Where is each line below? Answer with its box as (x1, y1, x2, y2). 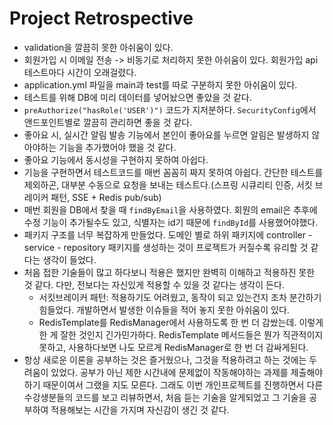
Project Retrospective (9, 7, 194, 30)
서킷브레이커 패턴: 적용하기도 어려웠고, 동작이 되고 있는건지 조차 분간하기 (38, 291, 322, 303)
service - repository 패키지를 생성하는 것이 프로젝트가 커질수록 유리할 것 (23, 241, 309, 253)
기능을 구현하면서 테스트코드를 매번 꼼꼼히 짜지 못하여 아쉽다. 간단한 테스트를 (23, 166, 324, 178)
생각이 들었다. (42, 253, 97, 266)
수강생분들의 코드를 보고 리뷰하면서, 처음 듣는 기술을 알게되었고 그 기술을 (23, 391, 307, 403)
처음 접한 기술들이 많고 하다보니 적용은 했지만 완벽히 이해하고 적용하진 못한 (23, 266, 316, 278)
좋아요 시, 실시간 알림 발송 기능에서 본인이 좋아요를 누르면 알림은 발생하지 (23, 128, 310, 141)
